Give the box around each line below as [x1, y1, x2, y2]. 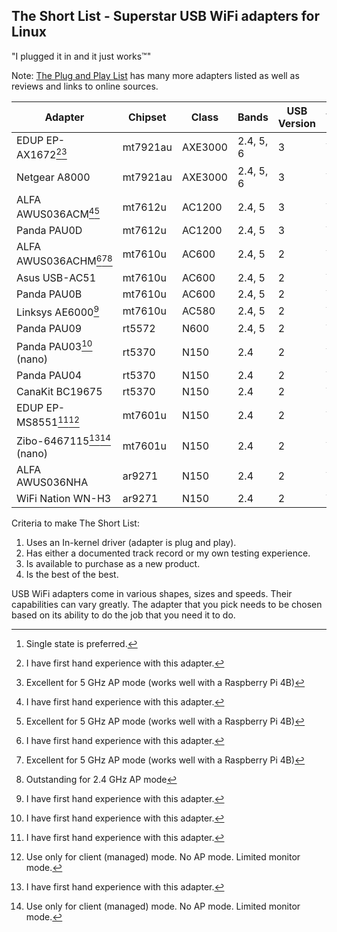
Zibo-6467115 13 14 [16, 432, 111, 448]
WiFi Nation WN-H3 [16, 492, 112, 506]
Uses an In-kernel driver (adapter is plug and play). [25, 537, 237, 549]
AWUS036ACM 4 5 [16, 205, 101, 221]
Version [277, 116, 316, 130]
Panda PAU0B [16, 287, 83, 301]
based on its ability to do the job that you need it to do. [11, 609, 236, 621]
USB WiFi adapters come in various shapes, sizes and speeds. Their [11, 588, 293, 600]
